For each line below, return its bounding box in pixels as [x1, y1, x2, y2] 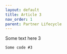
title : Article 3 [5, 12, 42, 17]
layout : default [5, 7, 39, 13]
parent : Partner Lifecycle [5, 21, 62, 27]
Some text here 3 [5, 35, 41, 41]
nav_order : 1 [5, 17, 33, 22]
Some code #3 [5, 45, 33, 50]
